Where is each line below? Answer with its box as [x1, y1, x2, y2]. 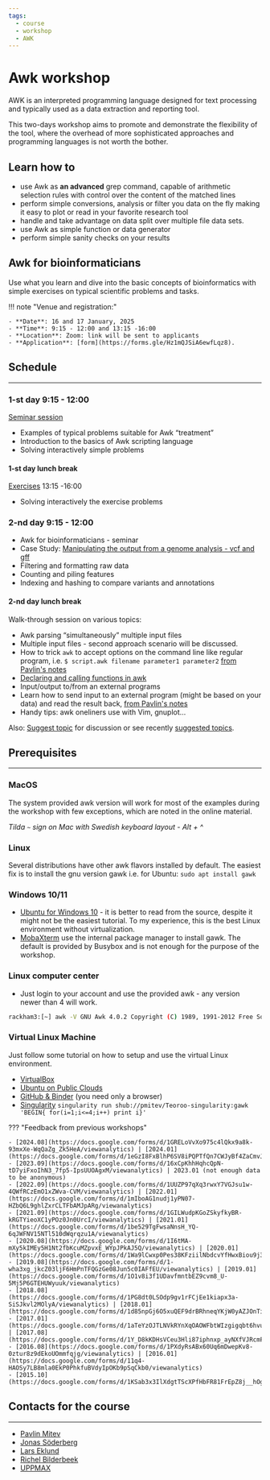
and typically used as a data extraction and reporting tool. [8, 104, 199, 114]
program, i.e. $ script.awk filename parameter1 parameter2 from [19, 656, 237, 665]
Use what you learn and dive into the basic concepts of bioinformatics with [8, 277, 256, 287]
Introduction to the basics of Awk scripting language [19, 436, 194, 446]
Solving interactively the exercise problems [19, 497, 163, 507]
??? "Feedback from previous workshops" [8, 1122, 147, 1132]
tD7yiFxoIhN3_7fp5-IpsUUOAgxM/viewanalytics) [8, 1166, 163, 1175]
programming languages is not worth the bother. [8, 137, 169, 147]
